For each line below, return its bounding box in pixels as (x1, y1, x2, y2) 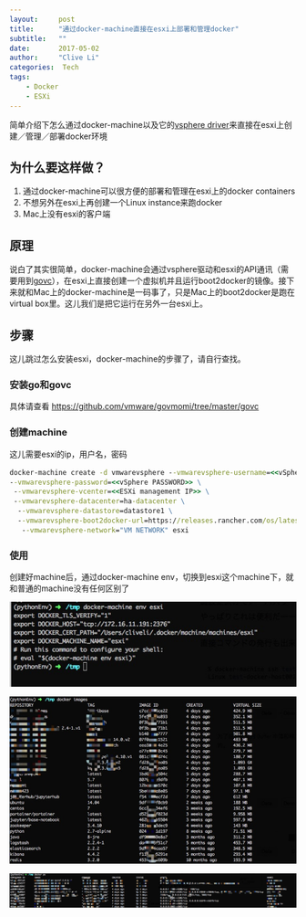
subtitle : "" (9, 34, 67, 43)
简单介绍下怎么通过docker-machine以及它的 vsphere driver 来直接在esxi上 (9, 119, 285, 130)
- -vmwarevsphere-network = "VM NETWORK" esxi (21, 525, 189, 534)
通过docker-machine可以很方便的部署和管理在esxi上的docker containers (22, 185, 296, 196)
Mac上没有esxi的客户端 (22, 208, 111, 219)
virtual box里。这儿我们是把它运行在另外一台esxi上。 (9, 298, 208, 310)
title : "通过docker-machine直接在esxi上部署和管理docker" (9, 24, 240, 34)
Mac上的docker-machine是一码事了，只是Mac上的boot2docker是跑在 (33, 287, 296, 298)
